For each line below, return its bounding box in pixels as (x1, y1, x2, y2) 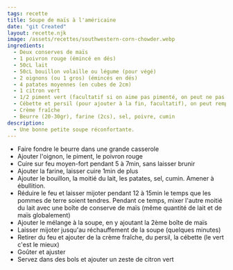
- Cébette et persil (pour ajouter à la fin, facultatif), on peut (13, 100, 213, 107)
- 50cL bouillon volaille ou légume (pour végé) (13, 68, 157, 75)
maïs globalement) (17, 211, 71, 219)
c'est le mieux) (17, 240, 60, 249)
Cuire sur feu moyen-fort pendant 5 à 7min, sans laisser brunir (17, 160, 196, 168)
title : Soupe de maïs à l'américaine (7, 17, 116, 24)
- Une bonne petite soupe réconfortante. (13, 126, 135, 133)
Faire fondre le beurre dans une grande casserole (17, 145, 159, 153)
